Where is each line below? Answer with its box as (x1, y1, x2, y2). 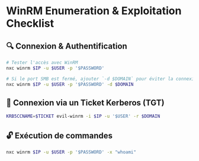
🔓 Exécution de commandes (6, 130, 113, 140)
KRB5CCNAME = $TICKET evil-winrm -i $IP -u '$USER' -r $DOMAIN (6, 114, 161, 120)
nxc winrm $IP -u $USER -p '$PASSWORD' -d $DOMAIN (6, 81, 134, 87)
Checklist (6, 17, 54, 30)
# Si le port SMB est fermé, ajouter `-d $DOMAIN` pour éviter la (6, 76, 174, 82)
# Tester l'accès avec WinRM (6, 60, 78, 66)
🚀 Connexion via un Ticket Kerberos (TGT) (6, 98, 165, 108)
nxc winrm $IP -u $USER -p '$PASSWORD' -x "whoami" (6, 149, 136, 155)
